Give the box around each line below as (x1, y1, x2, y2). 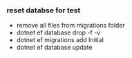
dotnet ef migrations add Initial (16, 36, 104, 44)
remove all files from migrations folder (16, 21, 125, 30)
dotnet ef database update (16, 43, 93, 52)
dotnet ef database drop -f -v (16, 28, 101, 37)
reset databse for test (6, 6, 81, 15)
